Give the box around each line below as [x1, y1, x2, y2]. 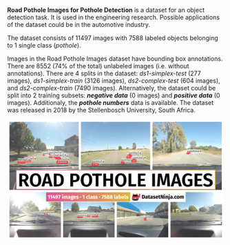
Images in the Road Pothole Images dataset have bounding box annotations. [7, 55, 223, 63]
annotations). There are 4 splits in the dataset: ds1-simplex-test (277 [7, 69, 201, 77]
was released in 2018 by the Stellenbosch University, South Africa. [7, 106, 196, 114]
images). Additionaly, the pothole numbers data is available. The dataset [7, 99, 214, 106]
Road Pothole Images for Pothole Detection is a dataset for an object [7, 6, 205, 14]
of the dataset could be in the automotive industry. [7, 21, 150, 28]
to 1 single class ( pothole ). [7, 41, 81, 49]
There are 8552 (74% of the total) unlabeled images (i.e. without [7, 62, 189, 70]
